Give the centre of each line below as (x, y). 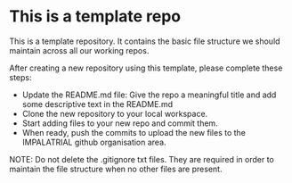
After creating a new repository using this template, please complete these (146, 68)
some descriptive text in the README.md (97, 104)
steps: (20, 77)
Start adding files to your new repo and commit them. (120, 123)
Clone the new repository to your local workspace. (115, 113)
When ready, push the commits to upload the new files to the (134, 132)
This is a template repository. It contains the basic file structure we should (145, 41)
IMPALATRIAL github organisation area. (94, 142)
